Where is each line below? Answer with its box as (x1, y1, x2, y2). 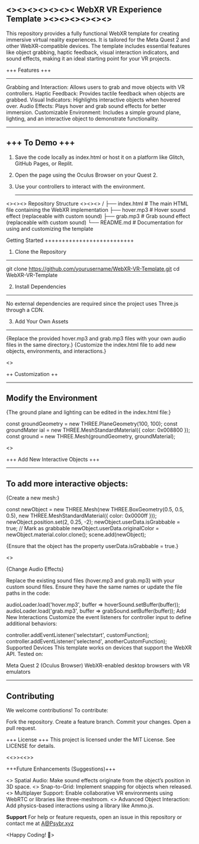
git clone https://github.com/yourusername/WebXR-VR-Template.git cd (6, 265, 179, 272)
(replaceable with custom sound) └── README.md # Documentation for (6, 219, 184, 226)
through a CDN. (6, 306, 44, 313)
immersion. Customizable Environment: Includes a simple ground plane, (6, 109, 181, 116)
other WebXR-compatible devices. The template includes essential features (6, 42, 191, 49)
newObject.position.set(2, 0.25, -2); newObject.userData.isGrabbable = (6, 518, 181, 525)
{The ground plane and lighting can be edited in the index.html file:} (6, 409, 171, 416)
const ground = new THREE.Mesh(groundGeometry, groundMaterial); (6, 433, 176, 440)
